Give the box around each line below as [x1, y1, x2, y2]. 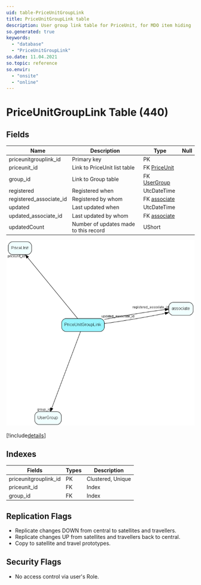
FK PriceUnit [143, 164, 175, 171]
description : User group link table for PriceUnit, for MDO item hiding [6, 22, 191, 28]
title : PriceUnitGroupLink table [6, 16, 90, 22]
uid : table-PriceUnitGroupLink [6, 10, 84, 16]
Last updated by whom [72, 212, 129, 219]
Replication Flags [6, 511, 72, 521]
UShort [143, 223, 161, 231]
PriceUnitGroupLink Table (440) [6, 105, 169, 119]
